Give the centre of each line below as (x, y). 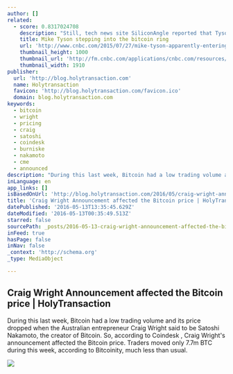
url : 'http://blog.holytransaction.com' (72, 78)
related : (20, 20)
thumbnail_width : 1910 (52, 65)
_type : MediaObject (35, 259)
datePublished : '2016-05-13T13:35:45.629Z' (71, 207)
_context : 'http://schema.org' (52, 253)
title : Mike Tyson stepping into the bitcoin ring (94, 40)
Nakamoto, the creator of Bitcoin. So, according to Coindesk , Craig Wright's (116, 335)
